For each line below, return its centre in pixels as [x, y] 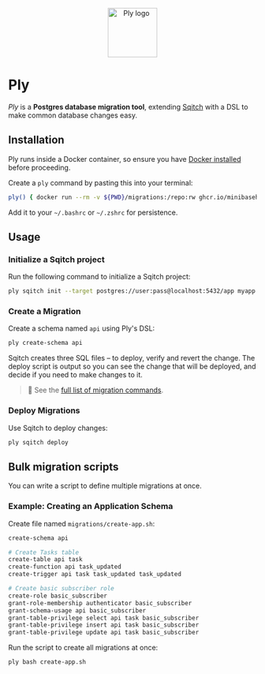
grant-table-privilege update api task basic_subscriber [104, 633]
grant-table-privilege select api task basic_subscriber [104, 618]
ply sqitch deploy [38, 442]
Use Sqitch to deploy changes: [58, 428]
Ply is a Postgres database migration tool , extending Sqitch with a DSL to [128, 107]
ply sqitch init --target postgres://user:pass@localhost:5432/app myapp [132, 291]
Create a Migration [45, 312]
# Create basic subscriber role [61, 589]
